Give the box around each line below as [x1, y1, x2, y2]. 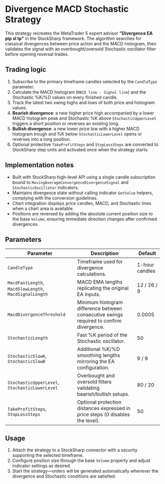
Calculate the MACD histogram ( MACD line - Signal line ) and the [12, 89, 146, 95]
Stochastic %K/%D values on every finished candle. [12, 94, 118, 100]
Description [90, 250, 119, 257]
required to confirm [77, 317, 122, 324]
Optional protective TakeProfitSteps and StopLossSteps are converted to [12, 141, 159, 147]
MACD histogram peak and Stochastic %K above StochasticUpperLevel [12, 115, 157, 121]
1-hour [137, 261, 155, 268]
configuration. [77, 364, 110, 371]
